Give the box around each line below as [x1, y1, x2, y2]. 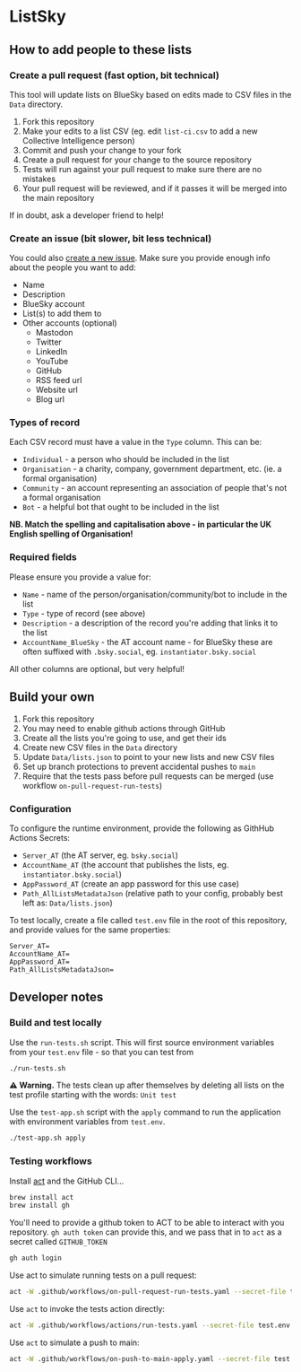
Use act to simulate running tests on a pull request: [9, 1270, 197, 1280]
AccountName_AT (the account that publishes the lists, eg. [21, 859, 229, 870]
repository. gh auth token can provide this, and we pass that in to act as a [9, 1227, 282, 1237]
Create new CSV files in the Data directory [21, 742, 178, 753]
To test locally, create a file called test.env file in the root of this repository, [9, 914, 288, 925]
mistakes [21, 173, 56, 184]
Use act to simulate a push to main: [9, 1337, 141, 1348]
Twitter [35, 336, 63, 347]
